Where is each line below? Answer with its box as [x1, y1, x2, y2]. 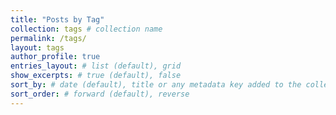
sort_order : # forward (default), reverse [10, 89, 190, 99]
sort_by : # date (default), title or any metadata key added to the [10, 80, 302, 90]
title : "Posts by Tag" [10, 14, 105, 25]
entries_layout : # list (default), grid [10, 61, 182, 71]
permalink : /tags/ [10, 33, 87, 43]
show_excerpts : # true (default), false [10, 71, 182, 81]
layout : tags [10, 42, 65, 53]
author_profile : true [10, 52, 101, 62]
